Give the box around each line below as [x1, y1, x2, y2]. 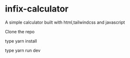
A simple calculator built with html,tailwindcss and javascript [5, 19, 125, 25]
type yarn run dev [5, 47, 41, 53]
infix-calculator [5, 3, 69, 14]
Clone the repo [5, 29, 35, 34]
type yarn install [5, 38, 37, 44]
